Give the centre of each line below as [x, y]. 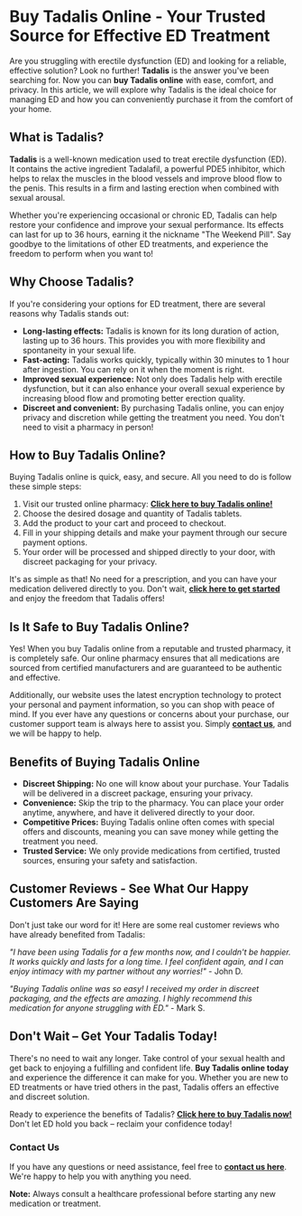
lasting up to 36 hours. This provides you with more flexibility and [144, 340]
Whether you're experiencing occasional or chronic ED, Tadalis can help [143, 215]
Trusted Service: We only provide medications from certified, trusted [151, 851]
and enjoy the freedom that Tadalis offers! [87, 599]
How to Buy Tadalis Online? [88, 455]
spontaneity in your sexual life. [79, 350]
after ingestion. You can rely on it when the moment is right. [133, 369]
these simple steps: [46, 486]
